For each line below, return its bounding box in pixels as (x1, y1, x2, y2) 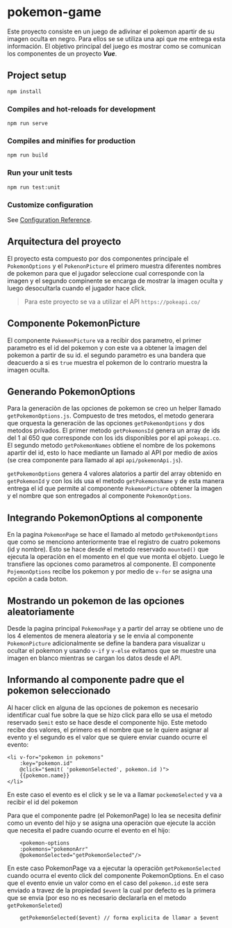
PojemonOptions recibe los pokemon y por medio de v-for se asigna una (7, 567, 213, 576)
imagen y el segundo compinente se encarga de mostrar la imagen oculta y (7, 276, 224, 285)
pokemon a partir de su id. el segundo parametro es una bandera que (7, 351, 206, 359)
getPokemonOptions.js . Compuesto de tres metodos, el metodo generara (7, 411, 214, 420)
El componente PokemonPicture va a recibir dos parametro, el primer (7, 336, 201, 345)
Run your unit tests (7, 168, 73, 178)
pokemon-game (7, 4, 102, 20)
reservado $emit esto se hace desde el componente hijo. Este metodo (7, 718, 207, 726)
